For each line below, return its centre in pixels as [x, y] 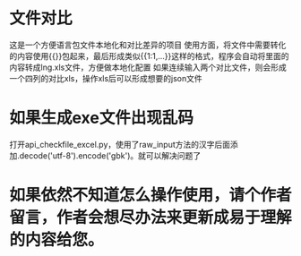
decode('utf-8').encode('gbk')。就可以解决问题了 [110, 155]
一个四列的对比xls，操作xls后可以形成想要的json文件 [106, 78]
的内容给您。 [57, 240]
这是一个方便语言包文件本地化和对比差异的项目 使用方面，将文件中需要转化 [148, 45]
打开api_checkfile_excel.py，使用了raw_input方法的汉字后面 [120, 144]
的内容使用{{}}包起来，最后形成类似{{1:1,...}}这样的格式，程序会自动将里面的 [149, 55]
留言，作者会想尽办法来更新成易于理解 [151, 218]
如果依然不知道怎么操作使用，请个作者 [151, 196]
